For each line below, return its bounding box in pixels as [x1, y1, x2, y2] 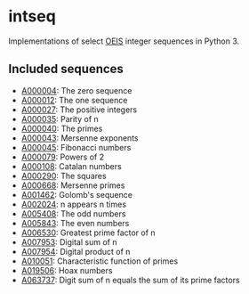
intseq [8, 6, 57, 27]
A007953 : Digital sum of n [20, 236, 117, 247]
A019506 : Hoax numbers [20, 265, 113, 275]
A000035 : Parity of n [20, 113, 99, 124]
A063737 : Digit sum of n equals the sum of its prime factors [20, 274, 241, 285]
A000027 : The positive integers [20, 104, 138, 115]
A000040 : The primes [20, 123, 103, 134]
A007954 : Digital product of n [20, 246, 131, 257]
